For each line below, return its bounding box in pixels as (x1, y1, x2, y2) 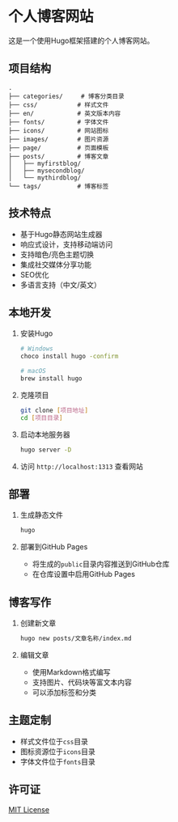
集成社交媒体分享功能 (19, 260, 91, 269)
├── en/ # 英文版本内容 (8, 109, 121, 117)
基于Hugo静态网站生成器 (19, 229, 103, 239)
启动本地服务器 (19, 430, 70, 439)
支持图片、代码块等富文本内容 (32, 677, 132, 687)
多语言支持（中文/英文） (19, 280, 101, 290)
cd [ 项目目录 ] (19, 413, 63, 422)
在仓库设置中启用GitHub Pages (32, 570, 136, 579)
